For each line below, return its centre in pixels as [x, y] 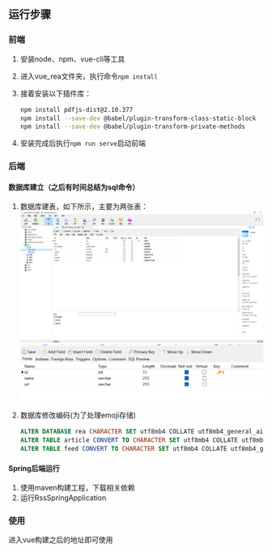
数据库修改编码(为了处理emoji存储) [78, 415]
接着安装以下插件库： [55, 93]
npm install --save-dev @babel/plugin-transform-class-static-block [138, 118]
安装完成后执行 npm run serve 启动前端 [83, 143]
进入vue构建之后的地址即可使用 [61, 540]
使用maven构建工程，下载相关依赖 [77, 488]
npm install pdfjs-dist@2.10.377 [76, 109]
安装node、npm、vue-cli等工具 [72, 58]
